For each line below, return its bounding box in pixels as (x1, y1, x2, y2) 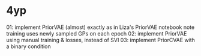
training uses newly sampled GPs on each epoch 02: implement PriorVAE (6, 30, 187, 37)
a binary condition (6, 43, 51, 50)
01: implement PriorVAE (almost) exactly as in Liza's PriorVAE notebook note (6, 23, 195, 31)
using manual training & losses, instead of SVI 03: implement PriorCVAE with (6, 36, 195, 43)
